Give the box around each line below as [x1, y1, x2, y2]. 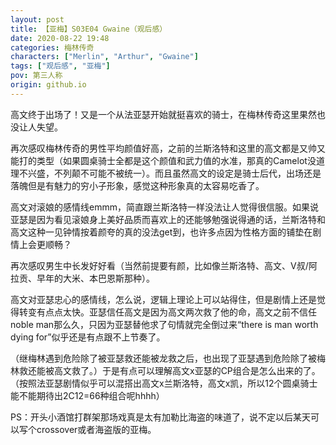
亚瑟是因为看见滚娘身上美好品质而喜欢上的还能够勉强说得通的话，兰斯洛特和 [10, 213, 326, 225]
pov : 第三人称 [10, 71, 63, 81]
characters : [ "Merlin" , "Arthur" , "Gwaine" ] [10, 52, 199, 62]
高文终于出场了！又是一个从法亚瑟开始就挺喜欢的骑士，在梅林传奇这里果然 [10, 108, 317, 120]
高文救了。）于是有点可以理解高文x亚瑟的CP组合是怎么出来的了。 [53, 364, 321, 376]
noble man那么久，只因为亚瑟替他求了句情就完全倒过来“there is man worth [10, 318, 319, 330]
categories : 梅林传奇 [10, 42, 95, 53]
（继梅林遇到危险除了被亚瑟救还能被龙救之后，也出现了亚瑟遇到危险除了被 [10, 352, 317, 364]
